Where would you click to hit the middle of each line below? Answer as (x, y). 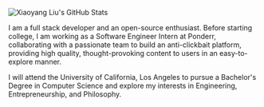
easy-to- (234, 53)
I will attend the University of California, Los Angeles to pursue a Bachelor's (132, 77)
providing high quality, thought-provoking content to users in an (113, 53)
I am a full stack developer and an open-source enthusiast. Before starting (130, 28)
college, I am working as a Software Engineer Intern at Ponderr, (112, 36)
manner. (48, 61)
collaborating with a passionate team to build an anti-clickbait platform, (125, 45)
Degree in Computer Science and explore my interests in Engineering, (123, 85)
